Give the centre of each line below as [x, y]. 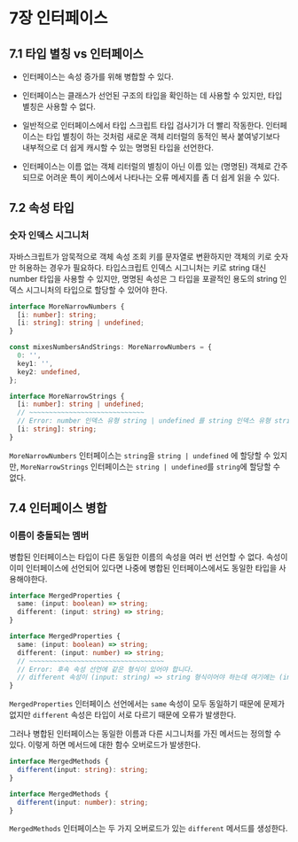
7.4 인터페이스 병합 [58, 508]
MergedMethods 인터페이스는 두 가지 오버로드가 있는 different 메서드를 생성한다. [149, 829]
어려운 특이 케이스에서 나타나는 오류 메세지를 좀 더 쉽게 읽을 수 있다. [163, 177]
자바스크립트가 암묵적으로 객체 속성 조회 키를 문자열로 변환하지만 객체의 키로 [141, 256]
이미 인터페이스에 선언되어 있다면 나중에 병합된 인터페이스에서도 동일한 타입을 [143, 567]
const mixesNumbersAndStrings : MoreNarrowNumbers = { [111, 347]
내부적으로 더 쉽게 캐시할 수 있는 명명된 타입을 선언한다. [118, 148]
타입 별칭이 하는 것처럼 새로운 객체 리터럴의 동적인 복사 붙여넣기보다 [163, 136]
